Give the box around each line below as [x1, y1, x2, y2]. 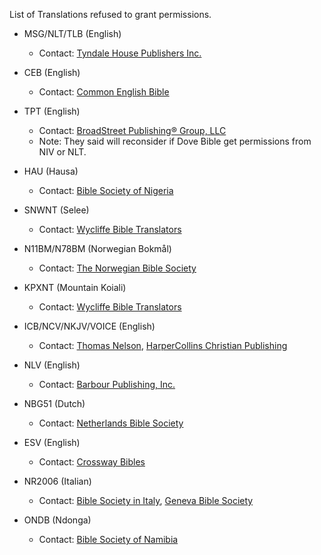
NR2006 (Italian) [23, 475, 92, 487]
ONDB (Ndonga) [23, 514, 92, 526]
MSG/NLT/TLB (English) [23, 28, 122, 39]
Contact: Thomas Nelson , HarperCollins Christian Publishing [38, 340, 288, 351]
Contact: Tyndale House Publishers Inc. [38, 47, 202, 59]
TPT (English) [23, 105, 81, 117]
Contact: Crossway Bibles [38, 456, 146, 468]
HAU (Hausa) [23, 165, 79, 177]
